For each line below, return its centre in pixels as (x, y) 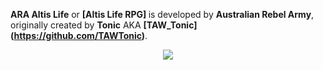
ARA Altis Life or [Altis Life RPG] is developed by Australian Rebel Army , (162, 14)
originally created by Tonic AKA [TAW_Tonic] (104, 25)
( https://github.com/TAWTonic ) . (79, 35)
